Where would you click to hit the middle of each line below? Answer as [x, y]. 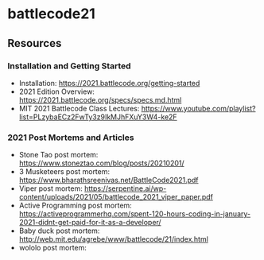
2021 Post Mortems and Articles [71, 138]
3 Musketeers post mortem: [64, 172]
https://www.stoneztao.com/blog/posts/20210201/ [101, 163]
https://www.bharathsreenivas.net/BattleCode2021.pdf [109, 180]
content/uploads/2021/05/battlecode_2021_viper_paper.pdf [116, 197]
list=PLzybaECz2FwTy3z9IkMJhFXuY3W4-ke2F [98, 117]
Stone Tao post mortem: [58, 155]
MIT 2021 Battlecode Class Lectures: [79, 108]
